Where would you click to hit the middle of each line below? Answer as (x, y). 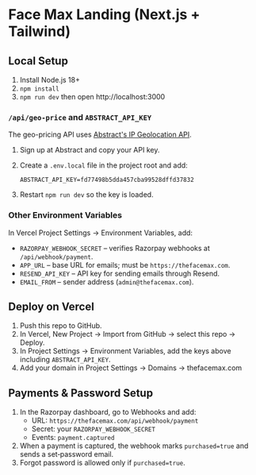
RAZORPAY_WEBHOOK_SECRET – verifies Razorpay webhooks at (115, 248)
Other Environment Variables (65, 215)
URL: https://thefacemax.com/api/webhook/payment (115, 421)
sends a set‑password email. (67, 454)
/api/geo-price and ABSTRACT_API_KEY (80, 117)
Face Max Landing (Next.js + (104, 15)
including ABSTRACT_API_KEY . (65, 360)
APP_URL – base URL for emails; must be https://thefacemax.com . (125, 265)
